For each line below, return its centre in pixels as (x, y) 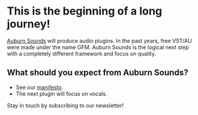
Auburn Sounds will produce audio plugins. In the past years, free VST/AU (99, 41)
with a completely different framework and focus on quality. (82, 53)
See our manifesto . (39, 87)
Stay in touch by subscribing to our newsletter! (65, 105)
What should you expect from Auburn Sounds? (98, 73)
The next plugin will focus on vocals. (61, 94)
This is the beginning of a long (85, 11)
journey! (29, 24)
